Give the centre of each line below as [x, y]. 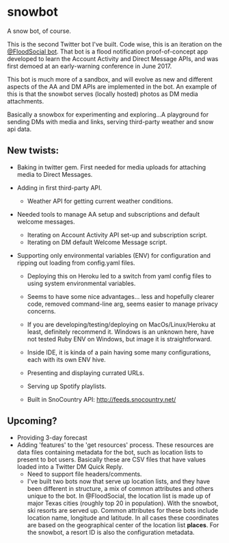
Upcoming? [32, 421]
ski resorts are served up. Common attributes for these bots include [123, 510]
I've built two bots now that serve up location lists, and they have [119, 481]
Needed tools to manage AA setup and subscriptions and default [108, 214]
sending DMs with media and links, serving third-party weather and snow [110, 121]
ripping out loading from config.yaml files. [76, 263]
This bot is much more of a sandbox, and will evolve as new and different [110, 79]
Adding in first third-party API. [59, 188]
